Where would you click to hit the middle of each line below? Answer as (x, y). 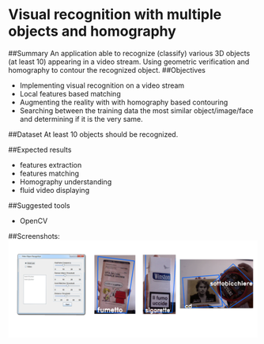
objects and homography (92, 31)
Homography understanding (66, 181)
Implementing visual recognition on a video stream (102, 85)
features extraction (51, 164)
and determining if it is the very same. (81, 119)
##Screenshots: (34, 236)
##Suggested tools (39, 205)
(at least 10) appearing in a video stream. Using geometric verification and (129, 62)
